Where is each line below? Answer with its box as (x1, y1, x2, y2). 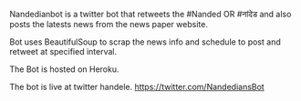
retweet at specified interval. (9, 46, 118, 56)
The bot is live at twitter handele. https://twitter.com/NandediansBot (9, 82, 265, 92)
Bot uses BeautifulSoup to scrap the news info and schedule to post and (9, 36, 281, 47)
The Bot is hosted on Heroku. (9, 64, 119, 75)
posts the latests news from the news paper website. (9, 19, 208, 29)
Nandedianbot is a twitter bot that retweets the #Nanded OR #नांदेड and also (9, 9, 292, 19)
